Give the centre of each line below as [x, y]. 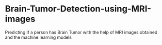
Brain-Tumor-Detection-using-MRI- [78, 9]
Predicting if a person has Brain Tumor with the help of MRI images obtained [81, 32]
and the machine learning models [38, 37]
